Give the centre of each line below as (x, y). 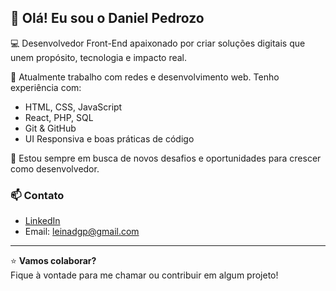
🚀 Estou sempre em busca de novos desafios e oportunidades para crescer (166, 158)
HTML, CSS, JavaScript (73, 107)
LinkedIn (42, 221)
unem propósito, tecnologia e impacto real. (99, 57)
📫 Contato (37, 195)
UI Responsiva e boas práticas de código (109, 138)
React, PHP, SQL (59, 117)
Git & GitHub (50, 128)
